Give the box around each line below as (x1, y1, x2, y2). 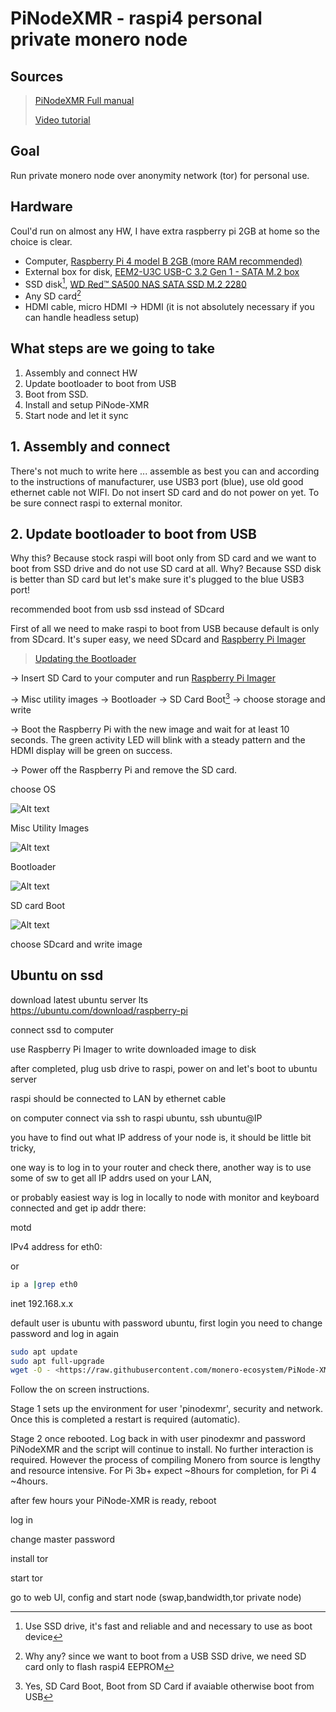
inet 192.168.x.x (10, 1297, 74, 1309)
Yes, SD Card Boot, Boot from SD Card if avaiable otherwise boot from (24, 1680, 315, 1692)
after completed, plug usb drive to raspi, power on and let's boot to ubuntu (10, 1062, 318, 1074)
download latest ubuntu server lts (10, 993, 149, 1006)
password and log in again (10, 1327, 120, 1339)
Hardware (10, 198, 73, 216)
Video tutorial (34, 114, 91, 126)
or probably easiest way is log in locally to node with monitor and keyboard (10, 1191, 320, 1203)
